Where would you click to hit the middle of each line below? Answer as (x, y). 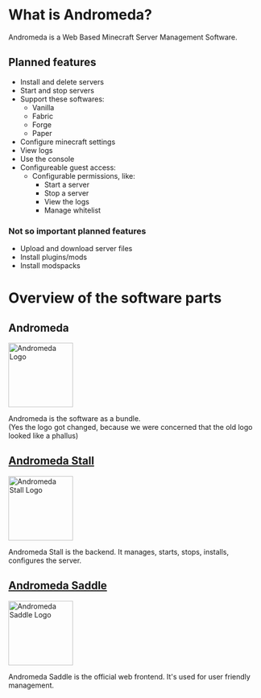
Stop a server (66, 193)
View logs (36, 150)
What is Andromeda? (81, 15)
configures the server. (45, 560)
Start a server (67, 184)
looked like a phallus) (43, 436)
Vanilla (43, 107)
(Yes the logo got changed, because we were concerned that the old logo (130, 427)
